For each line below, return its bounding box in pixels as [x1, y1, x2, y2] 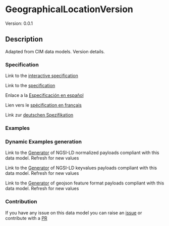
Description [5, 35, 43, 44]
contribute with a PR [5, 215, 47, 221]
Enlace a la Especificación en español [5, 92, 84, 98]
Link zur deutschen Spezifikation [5, 112, 74, 118]
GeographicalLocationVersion [5, 4, 134, 15]
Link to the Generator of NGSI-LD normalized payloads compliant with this [5, 149, 159, 156]
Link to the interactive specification [5, 72, 78, 79]
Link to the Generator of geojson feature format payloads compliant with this [5, 180, 164, 186]
